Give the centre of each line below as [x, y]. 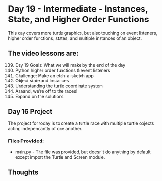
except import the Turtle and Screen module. [60, 157]
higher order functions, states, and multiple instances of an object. [75, 38]
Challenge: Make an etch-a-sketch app [54, 75]
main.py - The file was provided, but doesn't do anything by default [83, 152]
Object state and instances [42, 80]
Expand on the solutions [39, 96]
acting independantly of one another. [45, 128]
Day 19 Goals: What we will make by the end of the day [70, 65]
